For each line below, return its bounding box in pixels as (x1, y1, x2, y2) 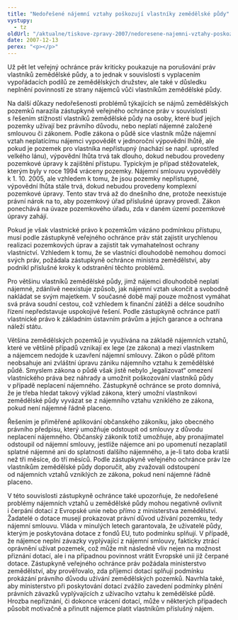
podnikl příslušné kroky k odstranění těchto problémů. (7, 264, 165, 271)
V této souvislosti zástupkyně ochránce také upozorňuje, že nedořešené (7, 492, 218, 500)
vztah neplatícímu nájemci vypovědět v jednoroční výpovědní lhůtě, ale (7, 137, 215, 145)
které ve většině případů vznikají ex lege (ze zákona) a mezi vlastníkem (7, 344, 215, 351)
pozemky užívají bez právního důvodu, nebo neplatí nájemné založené (7, 122, 212, 130)
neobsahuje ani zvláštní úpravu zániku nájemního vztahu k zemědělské (7, 359, 215, 367)
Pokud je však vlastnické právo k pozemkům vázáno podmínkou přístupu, (7, 226, 222, 234)
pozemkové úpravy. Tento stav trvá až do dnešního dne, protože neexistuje (7, 189, 227, 198)
